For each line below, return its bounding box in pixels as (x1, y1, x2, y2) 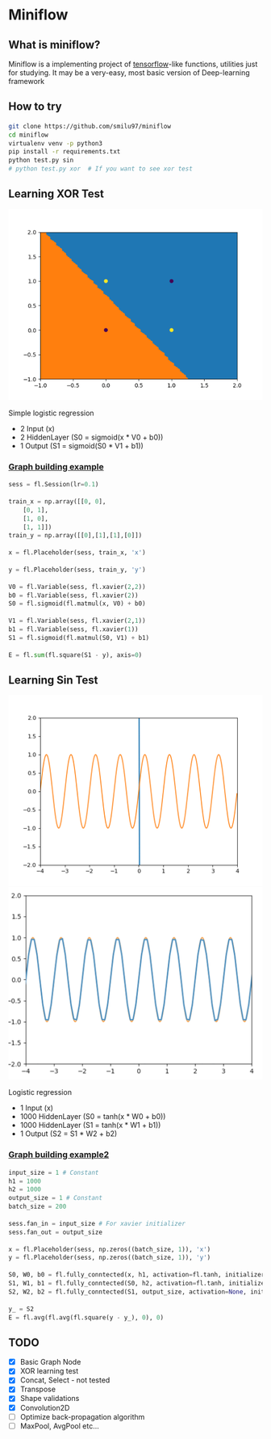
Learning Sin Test (8, 673, 98, 687)
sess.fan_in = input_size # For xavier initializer (8, 1219, 186, 1227)
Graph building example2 (8, 1149, 110, 1160)
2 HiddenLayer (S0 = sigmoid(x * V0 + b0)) (19, 432, 164, 442)
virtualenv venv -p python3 (8, 139, 103, 147)
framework (8, 77, 45, 86)
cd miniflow (8, 131, 48, 139)
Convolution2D (19, 1403, 70, 1412)
